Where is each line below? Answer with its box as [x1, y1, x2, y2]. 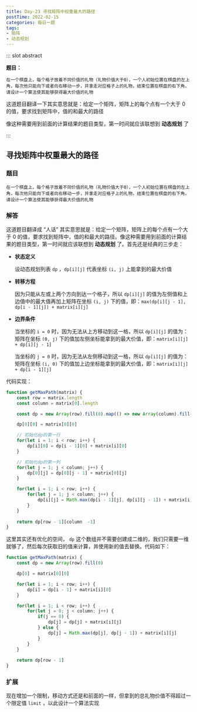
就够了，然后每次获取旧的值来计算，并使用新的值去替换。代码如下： [6, 543, 171, 550]
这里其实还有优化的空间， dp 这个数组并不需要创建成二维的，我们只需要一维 [6, 535, 189, 543]
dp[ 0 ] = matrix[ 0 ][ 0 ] [16, 571, 69, 577]
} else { [37, 625, 59, 631]
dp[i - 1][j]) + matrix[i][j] [14, 304, 89, 310]
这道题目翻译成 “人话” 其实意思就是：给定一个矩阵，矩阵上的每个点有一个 [6, 225, 184, 232]
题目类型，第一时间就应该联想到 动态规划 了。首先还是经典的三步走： [16, 240, 184, 247]
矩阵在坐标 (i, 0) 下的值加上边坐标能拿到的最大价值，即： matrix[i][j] [14, 360, 189, 367]
